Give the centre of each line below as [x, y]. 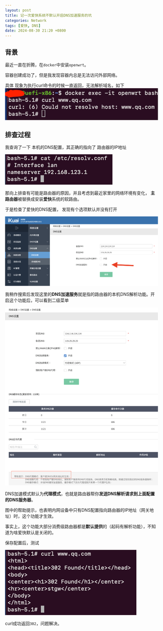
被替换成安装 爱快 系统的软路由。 [49, 199]
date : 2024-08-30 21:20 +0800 [36, 31]
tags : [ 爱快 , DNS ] [23, 26]
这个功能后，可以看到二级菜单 [39, 300]
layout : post [18, 10]
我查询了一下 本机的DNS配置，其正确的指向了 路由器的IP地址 [66, 147]
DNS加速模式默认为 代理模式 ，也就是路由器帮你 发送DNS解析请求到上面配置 [80, 493]
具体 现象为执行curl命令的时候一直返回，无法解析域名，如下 [65, 85]
